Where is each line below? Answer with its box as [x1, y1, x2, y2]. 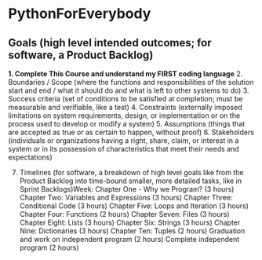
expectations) [8, 152, 53, 162]
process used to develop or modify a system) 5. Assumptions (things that [8, 119, 246, 128]
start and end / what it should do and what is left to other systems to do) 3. [8, 86, 249, 95]
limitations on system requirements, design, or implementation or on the [8, 111, 241, 120]
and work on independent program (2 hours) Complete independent [19, 235, 240, 244]
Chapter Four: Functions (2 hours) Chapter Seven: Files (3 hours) [19, 210, 230, 218]
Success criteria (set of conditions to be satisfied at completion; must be [8, 94, 243, 103]
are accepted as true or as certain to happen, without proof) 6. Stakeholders [8, 127, 255, 137]
